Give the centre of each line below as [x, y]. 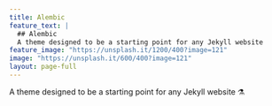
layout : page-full [43, 67]
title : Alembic [37, 17]
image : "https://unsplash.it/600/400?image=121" [101, 58]
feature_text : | [39, 26]
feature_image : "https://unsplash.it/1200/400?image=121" [118, 50]
